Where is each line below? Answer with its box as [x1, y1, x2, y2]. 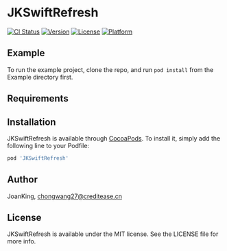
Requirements [7, 93, 69, 104]
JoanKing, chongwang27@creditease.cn [7, 192, 122, 200]
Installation [7, 116, 56, 128]
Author [7, 174, 38, 186]
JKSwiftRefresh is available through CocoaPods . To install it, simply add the [7, 134, 221, 142]
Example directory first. [7, 73, 73, 81]
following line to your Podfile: [7, 141, 90, 150]
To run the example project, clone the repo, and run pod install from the [7, 65, 214, 73]
